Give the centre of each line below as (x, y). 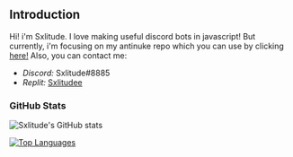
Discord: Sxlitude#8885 (66, 73)
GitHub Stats (38, 105)
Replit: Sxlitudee (52, 82)
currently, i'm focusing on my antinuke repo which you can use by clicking (147, 46)
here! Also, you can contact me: (68, 55)
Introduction (45, 15)
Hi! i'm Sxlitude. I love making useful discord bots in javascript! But (133, 36)
